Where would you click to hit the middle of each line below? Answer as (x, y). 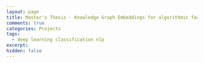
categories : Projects (34, 28)
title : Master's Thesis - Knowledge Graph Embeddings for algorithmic (97, 17)
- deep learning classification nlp (58, 40)
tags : (13, 34)
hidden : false (24, 51)
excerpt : (17, 46)
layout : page (23, 12)
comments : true (25, 23)
